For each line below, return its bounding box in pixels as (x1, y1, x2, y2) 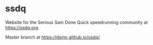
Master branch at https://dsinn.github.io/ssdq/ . (5, 34, 101, 40)
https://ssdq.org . (5, 24, 40, 30)
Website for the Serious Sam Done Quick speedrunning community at (5, 19, 148, 25)
